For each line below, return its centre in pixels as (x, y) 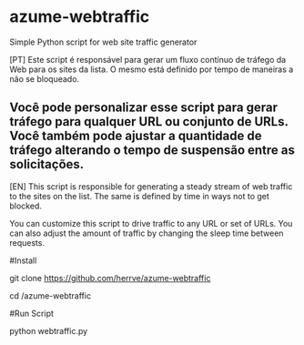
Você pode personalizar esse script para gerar (144, 108)
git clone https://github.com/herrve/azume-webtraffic (110, 278)
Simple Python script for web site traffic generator (103, 42)
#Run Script (32, 313)
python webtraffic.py (49, 330)
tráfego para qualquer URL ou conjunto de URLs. (149, 122)
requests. (27, 242)
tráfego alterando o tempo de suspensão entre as (152, 151)
